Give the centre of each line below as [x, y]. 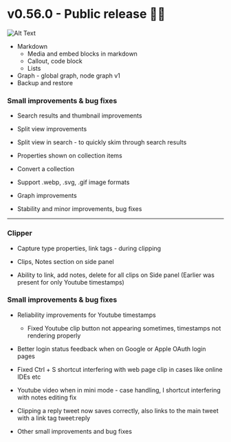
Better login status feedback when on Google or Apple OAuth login [111, 349]
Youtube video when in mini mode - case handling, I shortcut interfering [119, 390]
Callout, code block [55, 60]
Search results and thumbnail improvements [79, 115]
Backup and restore [45, 82]
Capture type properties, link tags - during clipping [89, 248]
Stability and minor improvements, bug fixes [79, 209]
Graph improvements [47, 196]
